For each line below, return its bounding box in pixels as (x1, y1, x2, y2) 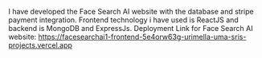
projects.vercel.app (8, 41, 72, 50)
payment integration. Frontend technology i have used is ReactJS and (8, 15, 239, 25)
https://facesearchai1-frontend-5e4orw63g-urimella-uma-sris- (38, 32, 247, 41)
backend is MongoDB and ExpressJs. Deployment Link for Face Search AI (8, 24, 253, 33)
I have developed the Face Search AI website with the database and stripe (8, 7, 255, 16)
